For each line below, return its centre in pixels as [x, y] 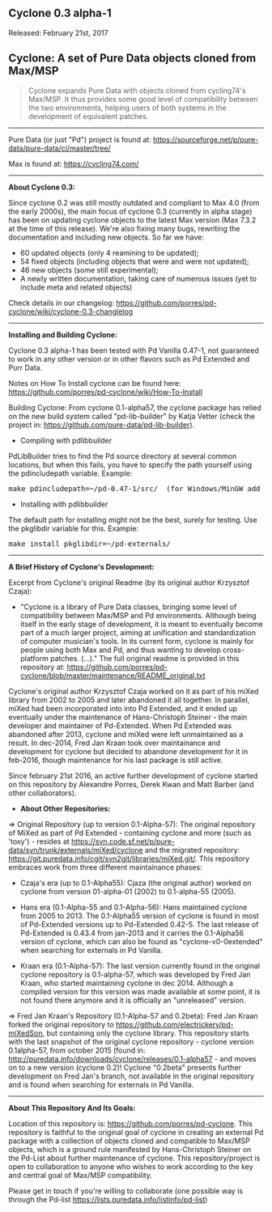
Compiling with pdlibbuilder [66, 440]
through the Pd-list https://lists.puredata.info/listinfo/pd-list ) [108, 1199]
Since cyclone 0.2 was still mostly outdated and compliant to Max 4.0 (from [134, 202]
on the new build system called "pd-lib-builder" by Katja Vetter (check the [132, 416]
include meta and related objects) [76, 287]
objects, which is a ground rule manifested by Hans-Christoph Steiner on [130, 1149]
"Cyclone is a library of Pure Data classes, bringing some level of [128, 607]
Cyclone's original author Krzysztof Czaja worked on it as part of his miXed [134, 691]
